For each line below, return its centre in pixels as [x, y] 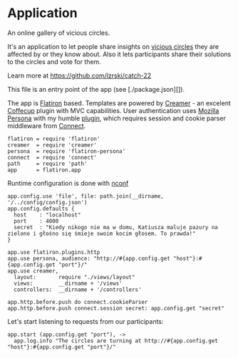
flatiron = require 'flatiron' [54, 139]
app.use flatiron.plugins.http [54, 252]
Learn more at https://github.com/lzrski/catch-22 [79, 75]
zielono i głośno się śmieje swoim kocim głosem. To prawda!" [102, 233]
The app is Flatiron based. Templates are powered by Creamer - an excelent [119, 103]
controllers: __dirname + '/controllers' [78, 290]
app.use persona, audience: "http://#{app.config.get [89, 258]
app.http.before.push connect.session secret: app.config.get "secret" [116, 308]
